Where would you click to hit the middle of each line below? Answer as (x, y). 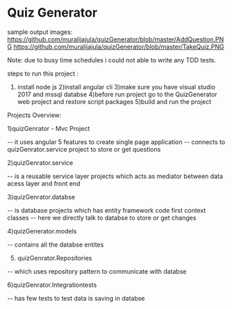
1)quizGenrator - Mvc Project (49, 128)
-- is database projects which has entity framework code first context (107, 210)
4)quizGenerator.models (42, 231)
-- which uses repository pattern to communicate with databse (97, 271)
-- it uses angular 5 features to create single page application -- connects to (116, 142)
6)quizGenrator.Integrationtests (52, 285)
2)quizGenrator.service (40, 162)
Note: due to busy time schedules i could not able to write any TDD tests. (112, 60)
